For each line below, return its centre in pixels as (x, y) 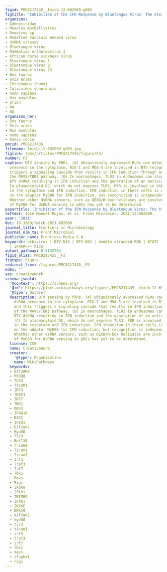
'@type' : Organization (38, 358)
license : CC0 (23, 344)
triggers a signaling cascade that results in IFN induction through (83, 172)
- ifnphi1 (20, 557)
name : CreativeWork (30, 348)
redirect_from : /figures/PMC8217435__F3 (48, 265)
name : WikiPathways (34, 362)
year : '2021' (19, 218)
